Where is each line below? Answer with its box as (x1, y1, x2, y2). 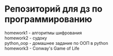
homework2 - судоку (4, 35, 47, 41)
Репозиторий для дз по (4, 3, 103, 15)
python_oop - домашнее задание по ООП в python (4, 40, 109, 46)
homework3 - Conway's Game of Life (4, 45, 80, 51)
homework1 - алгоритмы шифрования (4, 30, 82, 36)
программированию (4, 14, 93, 25)
